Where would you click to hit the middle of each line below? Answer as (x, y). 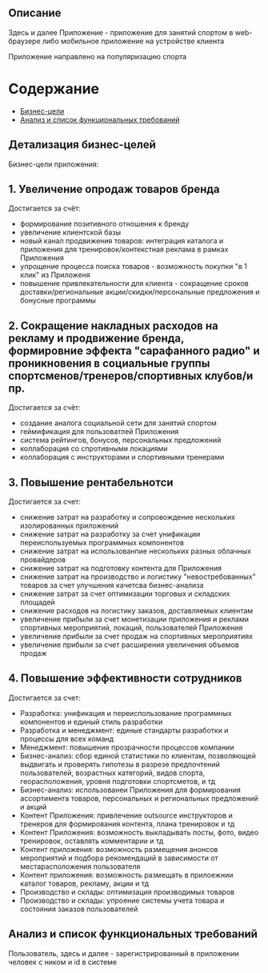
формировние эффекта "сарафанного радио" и (134, 350)
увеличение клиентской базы (70, 232)
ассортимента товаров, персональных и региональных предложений (139, 798)
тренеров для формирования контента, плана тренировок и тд (127, 823)
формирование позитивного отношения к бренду (104, 224)
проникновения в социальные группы (109, 363)
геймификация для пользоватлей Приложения (99, 432)
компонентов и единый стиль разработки (91, 722)
